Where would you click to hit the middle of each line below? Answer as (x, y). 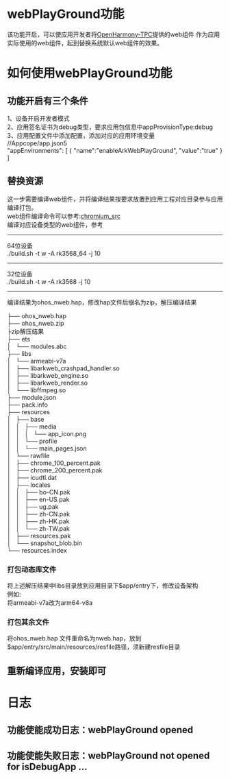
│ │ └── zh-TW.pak (39, 528)
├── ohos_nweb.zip (36, 323)
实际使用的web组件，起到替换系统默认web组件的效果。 (85, 43)
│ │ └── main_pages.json (47, 448)
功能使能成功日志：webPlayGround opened (100, 730)
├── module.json (32, 397)
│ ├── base (26, 419)
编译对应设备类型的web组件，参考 (55, 224)
